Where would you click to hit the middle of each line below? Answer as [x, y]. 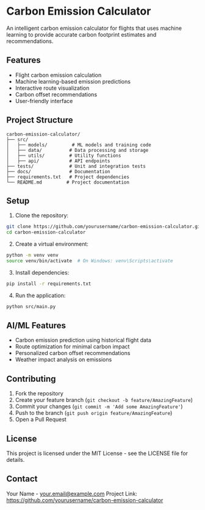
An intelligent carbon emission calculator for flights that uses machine [94, 28]
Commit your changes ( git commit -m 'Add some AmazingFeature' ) [99, 406]
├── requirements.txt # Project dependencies [68, 177]
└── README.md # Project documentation [68, 182]
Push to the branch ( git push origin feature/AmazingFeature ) [94, 413]
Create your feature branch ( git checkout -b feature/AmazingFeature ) [104, 400]
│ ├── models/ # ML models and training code [79, 145]
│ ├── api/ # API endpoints [59, 161]
